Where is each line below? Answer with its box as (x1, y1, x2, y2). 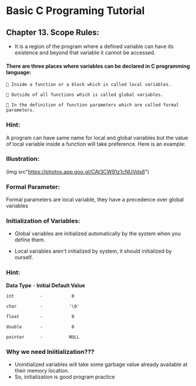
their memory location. (14, 367, 70, 374)
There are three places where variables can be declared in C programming (6, 63, 190, 70)
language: (6, 68, 32, 75)
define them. (14, 236, 46, 243)
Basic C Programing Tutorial (6, 4, 145, 18)
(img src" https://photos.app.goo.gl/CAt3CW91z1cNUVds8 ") (6, 168, 150, 175)
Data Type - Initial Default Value (6, 282, 85, 289)
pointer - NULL (6, 334, 80, 340)
